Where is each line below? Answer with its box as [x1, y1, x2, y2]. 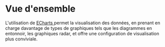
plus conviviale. [5, 36, 38, 42]
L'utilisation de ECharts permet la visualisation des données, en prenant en [5, 20, 160, 26]
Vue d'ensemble [5, 3, 76, 15]
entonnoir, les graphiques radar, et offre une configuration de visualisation [5, 30, 159, 36]
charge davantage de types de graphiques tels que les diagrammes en [5, 25, 152, 31]
